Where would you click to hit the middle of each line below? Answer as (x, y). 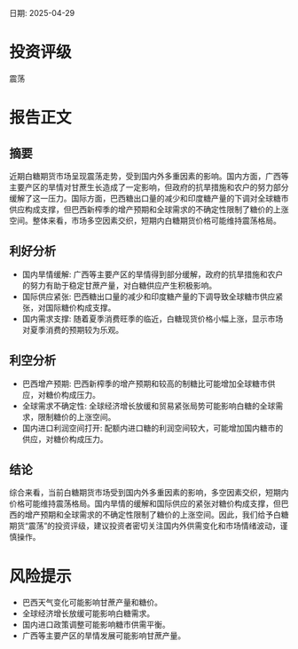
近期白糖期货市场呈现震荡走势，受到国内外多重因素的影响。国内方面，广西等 (149, 176)
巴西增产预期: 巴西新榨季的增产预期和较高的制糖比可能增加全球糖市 (145, 384)
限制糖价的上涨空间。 (77, 416)
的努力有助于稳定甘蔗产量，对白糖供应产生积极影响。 (119, 285)
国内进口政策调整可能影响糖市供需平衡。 (96, 625)
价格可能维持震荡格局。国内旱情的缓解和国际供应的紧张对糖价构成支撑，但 (145, 503)
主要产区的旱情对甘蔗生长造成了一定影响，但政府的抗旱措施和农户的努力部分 (149, 187)
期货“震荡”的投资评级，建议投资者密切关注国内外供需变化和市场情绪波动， (145, 526)
